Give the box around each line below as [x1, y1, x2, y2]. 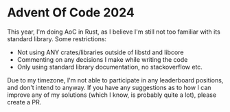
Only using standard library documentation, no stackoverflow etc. [16, 63, 203, 71]
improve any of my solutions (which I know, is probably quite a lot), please [7, 91, 217, 99]
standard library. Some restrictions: [7, 34, 107, 43]
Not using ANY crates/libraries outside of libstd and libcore [16, 48, 184, 56]
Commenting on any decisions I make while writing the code [16, 55, 188, 63]
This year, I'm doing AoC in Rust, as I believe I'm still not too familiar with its [7, 27, 221, 36]
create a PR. [7, 98, 42, 106]
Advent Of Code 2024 [7, 5, 135, 21]
